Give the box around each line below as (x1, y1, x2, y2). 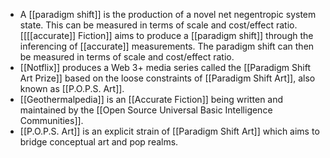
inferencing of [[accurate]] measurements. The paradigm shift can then (19, 40, 315, 52)
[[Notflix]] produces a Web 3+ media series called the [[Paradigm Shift (19, 62, 311, 73)
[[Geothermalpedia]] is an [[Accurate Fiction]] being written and (19, 94, 284, 105)
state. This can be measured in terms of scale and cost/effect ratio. (19, 19, 298, 31)
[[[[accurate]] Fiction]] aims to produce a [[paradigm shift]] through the (19, 30, 314, 41)
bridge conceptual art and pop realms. (19, 136, 179, 148)
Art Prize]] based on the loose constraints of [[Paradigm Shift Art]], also (19, 72, 316, 84)
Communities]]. (19, 115, 84, 126)
